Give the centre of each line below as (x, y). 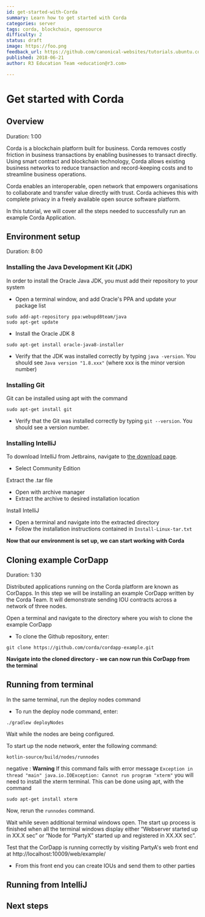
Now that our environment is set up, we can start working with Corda (95, 541)
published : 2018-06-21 (35, 58)
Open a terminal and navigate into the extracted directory (87, 523)
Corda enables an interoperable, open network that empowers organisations (102, 186)
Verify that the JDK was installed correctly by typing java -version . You (106, 356)
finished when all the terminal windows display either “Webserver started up (102, 829)
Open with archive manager (50, 492)
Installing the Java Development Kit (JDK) (70, 267)
